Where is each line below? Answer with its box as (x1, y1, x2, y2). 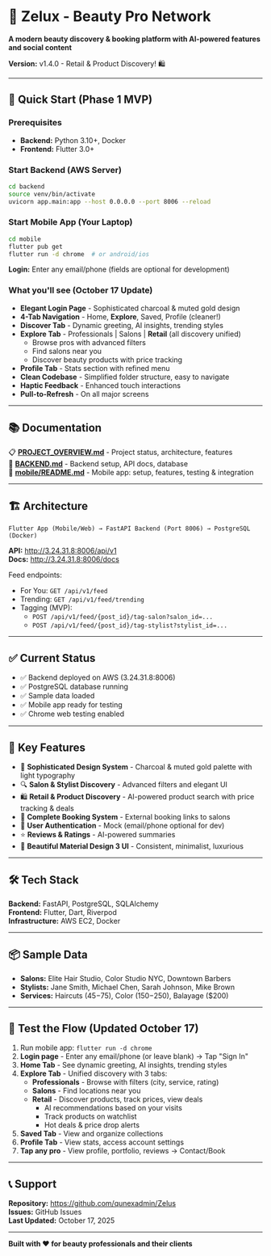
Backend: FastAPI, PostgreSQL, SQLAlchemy (8, 899, 159, 908)
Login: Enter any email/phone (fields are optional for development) (8, 264, 230, 274)
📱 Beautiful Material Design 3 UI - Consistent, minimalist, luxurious (19, 841, 244, 851)
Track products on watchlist (44, 1111, 137, 1122)
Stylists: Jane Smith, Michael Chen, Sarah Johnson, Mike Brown (19, 982, 236, 992)
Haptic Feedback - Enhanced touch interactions (19, 380, 181, 390)
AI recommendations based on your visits (44, 1103, 183, 1113)
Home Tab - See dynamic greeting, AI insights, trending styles (19, 1060, 227, 1070)
